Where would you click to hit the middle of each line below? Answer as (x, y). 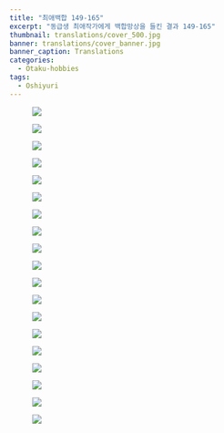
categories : (32, 60)
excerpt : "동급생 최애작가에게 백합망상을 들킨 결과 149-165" (112, 26)
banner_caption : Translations (67, 52)
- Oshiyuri (38, 86)
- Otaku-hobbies (48, 69)
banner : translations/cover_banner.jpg (85, 43)
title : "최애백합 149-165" (57, 18)
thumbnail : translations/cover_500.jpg (85, 35)
